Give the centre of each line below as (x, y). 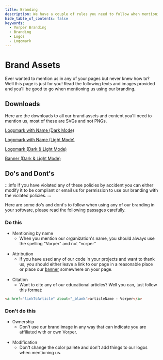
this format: (31, 290)
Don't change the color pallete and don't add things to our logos (83, 347)
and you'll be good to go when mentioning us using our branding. (70, 89)
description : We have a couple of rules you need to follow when (72, 14)
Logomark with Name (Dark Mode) (40, 130)
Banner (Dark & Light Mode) (33, 158)
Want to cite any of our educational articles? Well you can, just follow (88, 284)
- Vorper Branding (28, 28)
